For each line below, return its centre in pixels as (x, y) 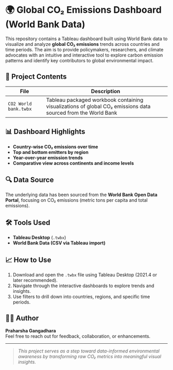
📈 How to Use (28, 260)
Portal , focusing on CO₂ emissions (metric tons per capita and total (76, 200)
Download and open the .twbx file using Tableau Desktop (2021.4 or (85, 275)
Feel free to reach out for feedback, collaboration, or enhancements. (78, 336)
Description (106, 91)
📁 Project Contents (36, 77)
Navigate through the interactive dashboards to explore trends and (83, 286)
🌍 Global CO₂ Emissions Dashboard (84, 10)
